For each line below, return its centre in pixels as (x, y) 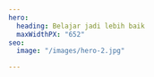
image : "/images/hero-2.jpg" (71, 51)
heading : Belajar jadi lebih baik (81, 26)
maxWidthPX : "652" (51, 34)
